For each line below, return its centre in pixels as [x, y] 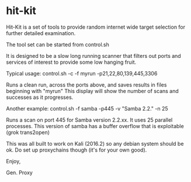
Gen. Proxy [20, 172]
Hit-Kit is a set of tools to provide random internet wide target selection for [96, 27]
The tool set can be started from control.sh [58, 44]
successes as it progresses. [40, 97]
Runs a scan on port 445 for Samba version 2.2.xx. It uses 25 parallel [89, 120]
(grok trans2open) [28, 132]
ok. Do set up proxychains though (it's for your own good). [77, 150]
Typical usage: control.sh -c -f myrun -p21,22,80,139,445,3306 [82, 73]
